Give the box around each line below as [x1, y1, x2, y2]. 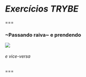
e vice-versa [5, 53, 31, 59]
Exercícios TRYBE [5, 3, 79, 15]
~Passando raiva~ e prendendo [5, 31, 82, 38]
